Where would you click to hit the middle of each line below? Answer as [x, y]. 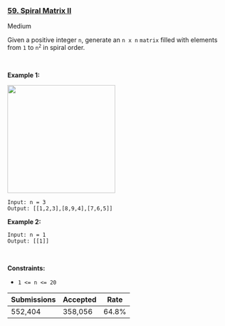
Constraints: [26, 268]
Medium [20, 26]
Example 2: [24, 222]
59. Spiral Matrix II [40, 11]
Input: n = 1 [27, 235]
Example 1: [24, 75]
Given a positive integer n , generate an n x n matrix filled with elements [112, 40]
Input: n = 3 [27, 203]
